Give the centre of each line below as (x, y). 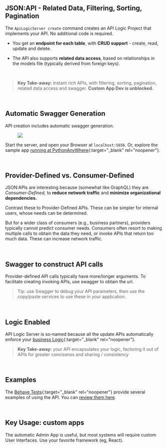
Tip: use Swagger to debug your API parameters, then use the (81, 291)
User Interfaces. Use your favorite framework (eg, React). (64, 440)
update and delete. (32, 48)
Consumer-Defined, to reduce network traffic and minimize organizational (83, 193)
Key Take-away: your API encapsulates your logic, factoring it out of (88, 349)
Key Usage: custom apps (45, 423)
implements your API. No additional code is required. (59, 33)
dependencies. (21, 198)
